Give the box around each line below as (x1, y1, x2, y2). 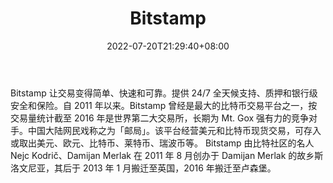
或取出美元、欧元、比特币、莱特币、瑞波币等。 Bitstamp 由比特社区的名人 (10, 137, 315, 149)
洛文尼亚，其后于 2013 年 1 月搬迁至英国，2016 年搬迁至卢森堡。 (10, 162, 277, 174)
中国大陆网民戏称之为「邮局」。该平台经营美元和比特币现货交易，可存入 (27, 124, 322, 136)
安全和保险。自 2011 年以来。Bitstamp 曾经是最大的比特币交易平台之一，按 (10, 99, 318, 111)
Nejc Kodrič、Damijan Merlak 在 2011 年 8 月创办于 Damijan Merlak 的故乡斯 (10, 149, 324, 161)
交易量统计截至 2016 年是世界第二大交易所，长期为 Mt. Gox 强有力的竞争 (10, 112, 310, 124)
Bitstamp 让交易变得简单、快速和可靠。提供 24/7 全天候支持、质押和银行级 (10, 87, 318, 99)
